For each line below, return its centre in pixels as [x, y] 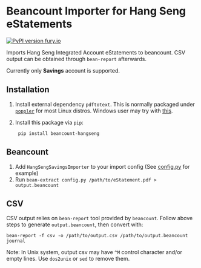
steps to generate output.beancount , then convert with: [75, 224]
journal [16, 241]
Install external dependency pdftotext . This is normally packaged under [105, 104]
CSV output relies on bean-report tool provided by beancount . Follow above [100, 218]
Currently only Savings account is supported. [63, 70]
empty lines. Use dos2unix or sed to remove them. [68, 259]
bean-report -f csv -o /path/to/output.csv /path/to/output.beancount [97, 236]
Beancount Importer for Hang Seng [96, 11]
